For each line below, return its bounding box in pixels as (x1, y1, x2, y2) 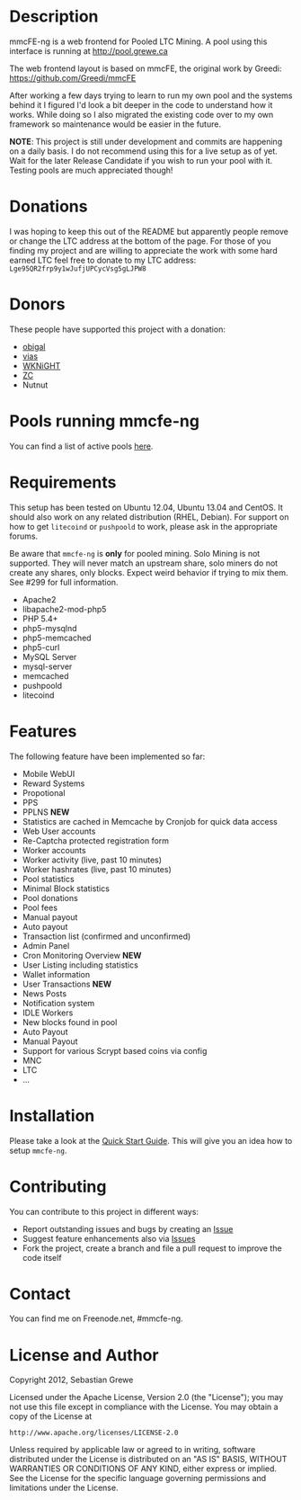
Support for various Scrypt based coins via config (22, 1045, 208, 1056)
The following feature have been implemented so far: (9, 751, 206, 762)
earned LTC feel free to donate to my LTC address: (9, 254, 197, 265)
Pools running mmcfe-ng (9, 411, 200, 431)
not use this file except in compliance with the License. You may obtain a (9, 1401, 279, 1413)
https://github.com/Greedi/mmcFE (9, 72, 137, 83)
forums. (9, 531, 39, 541)
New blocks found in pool (22, 1016, 118, 1027)
